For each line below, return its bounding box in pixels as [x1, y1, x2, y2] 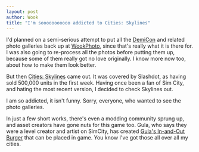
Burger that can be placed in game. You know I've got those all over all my [6, 134, 189, 141]
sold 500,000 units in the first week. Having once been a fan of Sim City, [6, 79, 185, 86]
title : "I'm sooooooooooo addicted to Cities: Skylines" [6, 20, 151, 26]
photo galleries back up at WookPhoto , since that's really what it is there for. [6, 42, 194, 49]
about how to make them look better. [6, 61, 97, 69]
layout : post [6, 8, 39, 15]
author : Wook [6, 14, 39, 20]
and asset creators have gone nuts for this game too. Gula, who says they [6, 122, 187, 129]
